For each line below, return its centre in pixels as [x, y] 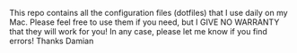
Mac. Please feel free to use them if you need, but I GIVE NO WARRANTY [144, 22]
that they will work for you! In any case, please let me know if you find [138, 31]
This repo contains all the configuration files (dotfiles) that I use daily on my [149, 13]
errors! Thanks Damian [52, 41]
